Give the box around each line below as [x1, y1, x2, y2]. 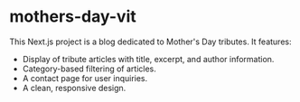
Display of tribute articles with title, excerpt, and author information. [22, 53, 275, 64]
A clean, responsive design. [22, 82, 127, 93]
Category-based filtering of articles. [22, 63, 156, 74]
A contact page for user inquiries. [22, 72, 148, 83]
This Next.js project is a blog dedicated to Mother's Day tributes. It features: [9, 36, 292, 47]
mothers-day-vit [9, 6, 137, 27]
